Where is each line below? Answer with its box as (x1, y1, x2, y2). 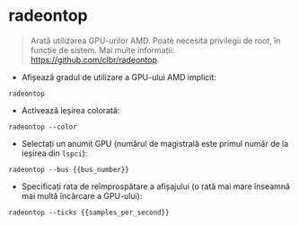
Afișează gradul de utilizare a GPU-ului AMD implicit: (21, 71, 217, 82)
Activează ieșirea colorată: (21, 104, 120, 115)
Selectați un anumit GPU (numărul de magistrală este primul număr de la (21, 138, 289, 149)
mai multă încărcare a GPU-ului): (21, 190, 143, 201)
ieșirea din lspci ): (21, 148, 88, 158)
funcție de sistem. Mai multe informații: (30, 44, 175, 55)
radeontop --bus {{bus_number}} (8, 165, 129, 174)
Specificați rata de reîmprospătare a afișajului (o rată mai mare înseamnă (21, 181, 291, 192)
